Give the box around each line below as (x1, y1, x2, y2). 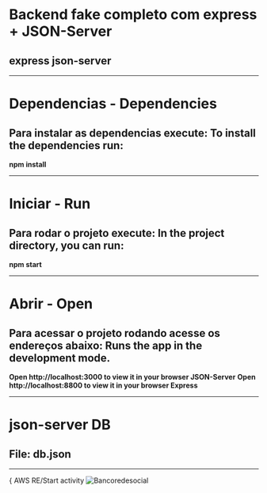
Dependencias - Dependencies (9, 95, 217, 113)
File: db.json (9, 447, 72, 461)
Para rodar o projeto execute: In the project (9, 226, 225, 239)
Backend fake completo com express (9, 6, 257, 24)
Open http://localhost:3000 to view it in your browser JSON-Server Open (9, 373, 256, 381)
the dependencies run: (9, 139, 124, 152)
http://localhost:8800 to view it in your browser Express (9, 380, 198, 390)
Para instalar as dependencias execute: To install (9, 126, 257, 139)
